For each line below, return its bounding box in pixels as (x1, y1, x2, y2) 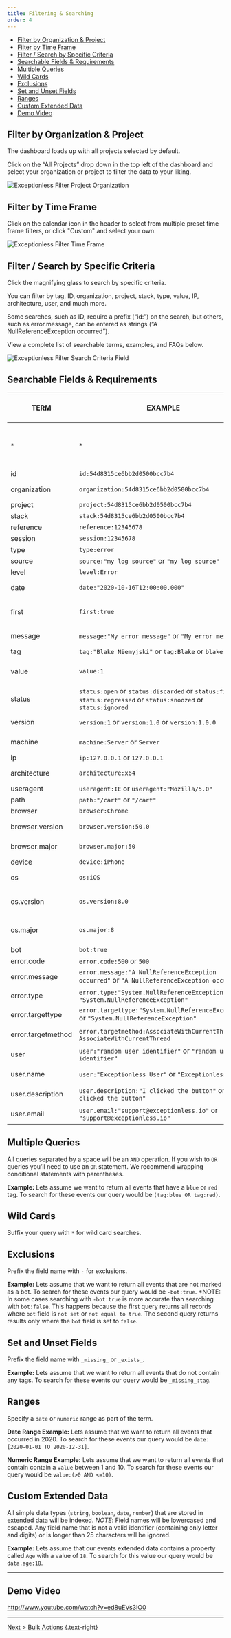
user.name (10, 1069, 45, 1078)
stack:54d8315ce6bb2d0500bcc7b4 (78, 512, 185, 520)
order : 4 (7, 17, 32, 23)
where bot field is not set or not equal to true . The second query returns (7, 1310, 219, 1318)
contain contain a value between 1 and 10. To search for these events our (7, 1463, 214, 1471)
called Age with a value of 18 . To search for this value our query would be (7, 1551, 213, 1559)
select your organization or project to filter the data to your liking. (7, 168, 192, 176)
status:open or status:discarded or (78, 686, 194, 695)
